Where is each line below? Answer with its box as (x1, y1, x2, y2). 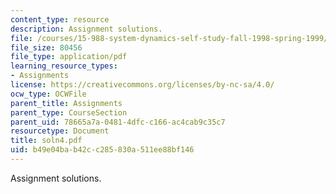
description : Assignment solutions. (10, 24, 163, 34)
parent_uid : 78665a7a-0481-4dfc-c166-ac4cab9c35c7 (10, 117, 226, 127)
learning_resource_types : (10, 61, 118, 71)
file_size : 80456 (10, 42, 83, 53)
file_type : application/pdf (10, 52, 128, 62)
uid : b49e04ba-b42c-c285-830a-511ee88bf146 (10, 145, 195, 155)
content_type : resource (10, 14, 110, 25)
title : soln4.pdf (10, 136, 83, 146)
